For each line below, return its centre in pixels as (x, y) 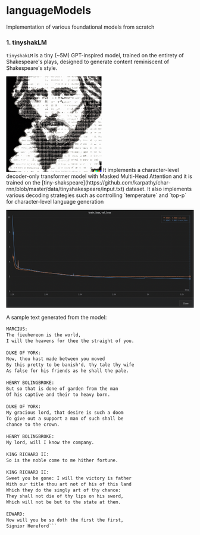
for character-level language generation (55, 202)
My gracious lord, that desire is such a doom (65, 413)
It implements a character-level (141, 170)
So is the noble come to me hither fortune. (62, 460)
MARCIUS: (17, 329)
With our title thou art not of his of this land (69, 484)
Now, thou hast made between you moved (56, 359)
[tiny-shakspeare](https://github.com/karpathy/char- (106, 183)
